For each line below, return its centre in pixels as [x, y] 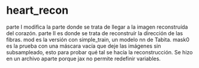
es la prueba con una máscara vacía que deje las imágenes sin [84, 46]
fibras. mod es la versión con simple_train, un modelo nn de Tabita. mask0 [98, 39]
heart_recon [37, 10]
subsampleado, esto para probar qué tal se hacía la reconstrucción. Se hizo [99, 52]
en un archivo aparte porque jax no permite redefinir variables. [83, 58]
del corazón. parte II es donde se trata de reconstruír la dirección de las [95, 33]
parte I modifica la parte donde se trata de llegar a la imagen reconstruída [97, 27]
